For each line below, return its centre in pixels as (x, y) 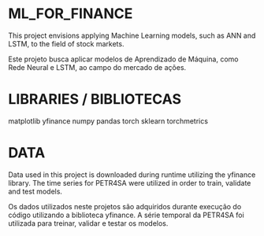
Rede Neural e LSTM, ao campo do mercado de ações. (97, 67)
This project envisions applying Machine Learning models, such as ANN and (132, 35)
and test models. (35, 191)
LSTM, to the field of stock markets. (66, 43)
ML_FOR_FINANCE (71, 14)
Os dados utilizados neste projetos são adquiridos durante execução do (125, 206)
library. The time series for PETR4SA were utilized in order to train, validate (130, 183)
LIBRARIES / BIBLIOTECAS (95, 100)
